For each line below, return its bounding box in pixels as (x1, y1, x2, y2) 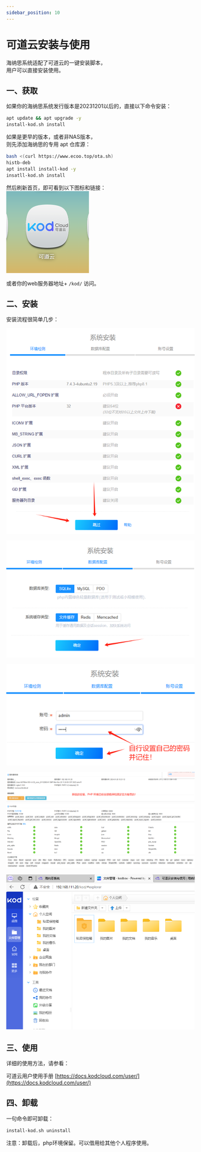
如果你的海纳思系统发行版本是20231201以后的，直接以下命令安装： (6, 102, 172, 110)
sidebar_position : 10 (6, 10, 60, 16)
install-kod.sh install (6, 121, 66, 128)
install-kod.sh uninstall (6, 1127, 71, 1133)
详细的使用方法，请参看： (6, 1059, 69, 1066)
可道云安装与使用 (6, 38, 91, 51)
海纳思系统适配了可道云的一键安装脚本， (6, 59, 106, 66)
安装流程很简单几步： (6, 316, 59, 323)
